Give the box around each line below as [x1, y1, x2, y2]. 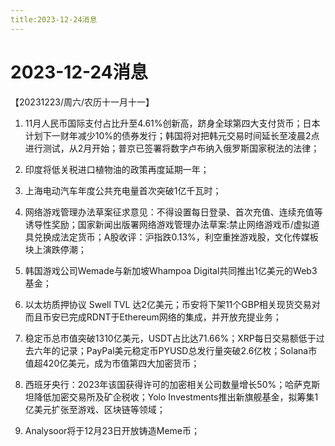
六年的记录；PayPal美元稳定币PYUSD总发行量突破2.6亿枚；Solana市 [33, 344, 318, 356]
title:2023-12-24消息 [10, 14, 98, 25]
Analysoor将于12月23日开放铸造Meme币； [24, 424, 201, 436]
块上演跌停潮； [24, 243, 87, 255]
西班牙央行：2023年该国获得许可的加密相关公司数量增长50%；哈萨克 [24, 378, 312, 390]
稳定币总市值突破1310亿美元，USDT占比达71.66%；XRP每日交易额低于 [24, 332, 317, 344]
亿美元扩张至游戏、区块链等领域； [24, 403, 166, 415]
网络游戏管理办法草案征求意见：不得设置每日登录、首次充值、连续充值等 [24, 206, 323, 218]
